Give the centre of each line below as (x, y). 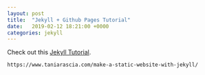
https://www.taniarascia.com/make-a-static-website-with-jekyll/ (102, 65)
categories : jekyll (35, 33)
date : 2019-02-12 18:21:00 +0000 (58, 26)
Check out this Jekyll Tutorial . (49, 52)
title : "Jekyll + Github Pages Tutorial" (69, 20)
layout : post (26, 13)
